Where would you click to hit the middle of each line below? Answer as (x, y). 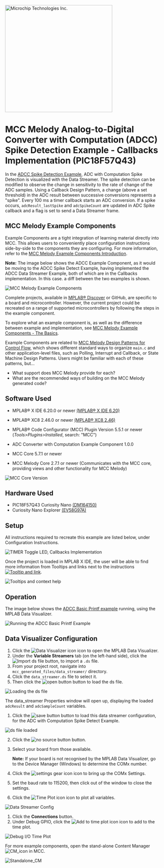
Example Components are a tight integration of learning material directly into (82, 238)
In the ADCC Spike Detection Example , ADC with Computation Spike (74, 174)
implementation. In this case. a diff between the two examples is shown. (78, 278)
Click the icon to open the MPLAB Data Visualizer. (85, 651)
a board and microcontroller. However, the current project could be (72, 303)
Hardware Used (29, 493)
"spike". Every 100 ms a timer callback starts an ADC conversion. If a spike (80, 200)
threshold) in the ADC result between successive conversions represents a (81, 195)
